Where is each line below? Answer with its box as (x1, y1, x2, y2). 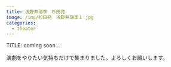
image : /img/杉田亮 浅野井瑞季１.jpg (6, 14, 94, 20)
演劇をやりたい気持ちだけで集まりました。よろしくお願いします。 (6, 54, 169, 62)
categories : (6, 20, 36, 26)
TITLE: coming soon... (6, 42, 60, 49)
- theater (11, 25, 36, 32)
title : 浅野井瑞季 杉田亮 (6, 8, 66, 15)
